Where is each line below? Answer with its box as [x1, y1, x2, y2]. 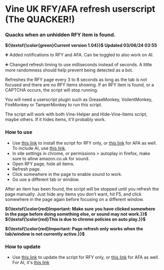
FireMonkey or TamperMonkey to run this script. [5, 102, 103, 108]
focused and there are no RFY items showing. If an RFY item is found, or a [5, 82, 154, 88]
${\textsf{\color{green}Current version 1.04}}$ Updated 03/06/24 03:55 [5, 43, 158, 49]
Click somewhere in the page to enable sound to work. [12, 171, 122, 177]
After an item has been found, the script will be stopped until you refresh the [5, 186, 159, 192]
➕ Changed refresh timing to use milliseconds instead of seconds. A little [5, 62, 152, 68]
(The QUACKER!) [5, 14, 75, 25]
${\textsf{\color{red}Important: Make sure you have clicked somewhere [5, 206, 156, 212]
